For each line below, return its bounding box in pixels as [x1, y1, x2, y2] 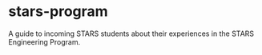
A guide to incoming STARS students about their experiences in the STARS [8, 29, 255, 38]
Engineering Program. [8, 37, 81, 46]
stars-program [8, 2, 108, 21]
